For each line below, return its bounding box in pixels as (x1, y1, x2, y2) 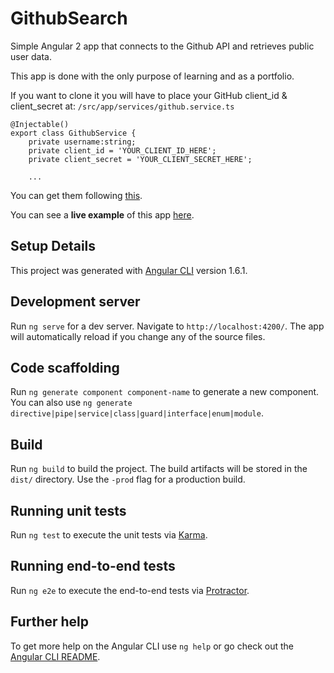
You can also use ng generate (10, 397, 133, 409)
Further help (10, 613, 90, 631)
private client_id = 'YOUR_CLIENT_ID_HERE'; (28, 145, 217, 156)
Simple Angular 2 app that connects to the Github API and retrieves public (10, 40, 315, 52)
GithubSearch (10, 7, 128, 30)
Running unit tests (10, 502, 127, 519)
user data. (10, 50, 53, 62)
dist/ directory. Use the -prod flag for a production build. (10, 473, 246, 486)
